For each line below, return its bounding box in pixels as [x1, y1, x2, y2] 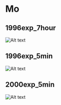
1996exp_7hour [5, 24, 56, 32]
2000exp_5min [5, 80, 55, 89]
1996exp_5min [5, 52, 53, 60]
